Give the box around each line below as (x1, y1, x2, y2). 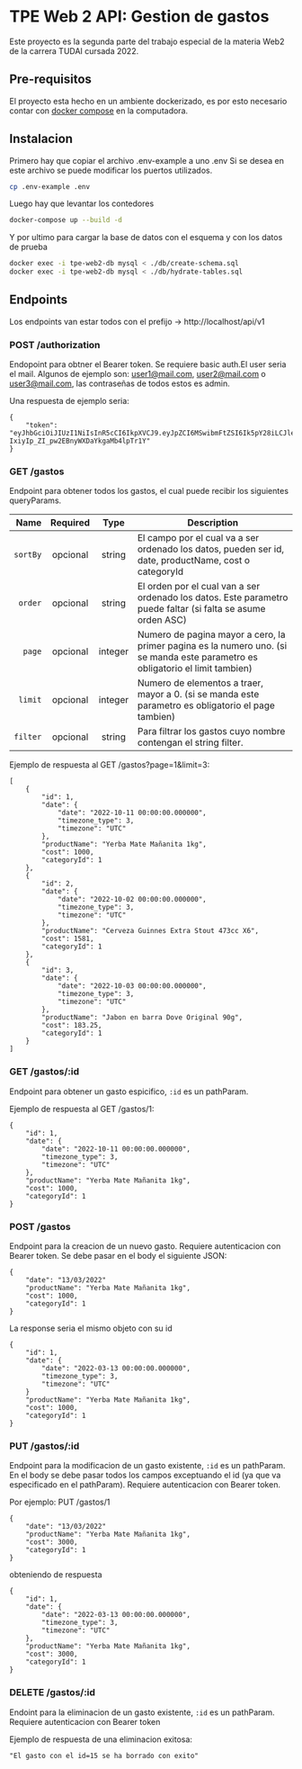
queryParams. (9, 495, 62, 506)
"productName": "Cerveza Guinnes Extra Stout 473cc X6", (41, 927, 259, 936)
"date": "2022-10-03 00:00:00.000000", (57, 982, 207, 991)
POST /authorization (9, 338, 101, 351)
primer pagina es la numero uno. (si (137, 640, 288, 652)
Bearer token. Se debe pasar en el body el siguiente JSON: (9, 1251, 227, 1262)
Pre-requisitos (9, 72, 93, 87)
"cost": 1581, (41, 934, 94, 944)
